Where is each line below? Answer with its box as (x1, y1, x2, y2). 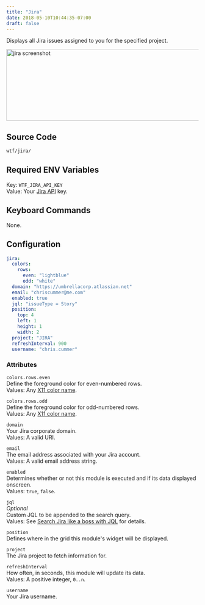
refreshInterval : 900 (12, 340, 67, 347)
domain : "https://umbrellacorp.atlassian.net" (12, 283, 132, 290)
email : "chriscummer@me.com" (12, 289, 86, 295)
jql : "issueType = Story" (12, 300, 78, 307)
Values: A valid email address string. (6, 457, 98, 465)
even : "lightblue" (22, 272, 70, 278)
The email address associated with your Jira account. (6, 451, 141, 458)
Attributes (6, 361, 37, 369)
